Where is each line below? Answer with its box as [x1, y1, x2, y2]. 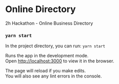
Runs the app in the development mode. [5, 53, 89, 59]
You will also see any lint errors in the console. [5, 73, 102, 79]
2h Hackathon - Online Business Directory [5, 20, 93, 26]
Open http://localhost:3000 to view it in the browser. [5, 58, 114, 64]
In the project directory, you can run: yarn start [5, 43, 105, 49]
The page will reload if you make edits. [5, 68, 86, 74]
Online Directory [5, 4, 76, 15]
